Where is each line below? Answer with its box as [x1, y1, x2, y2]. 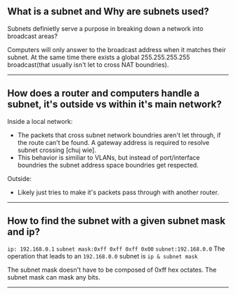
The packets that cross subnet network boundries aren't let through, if [17, 130, 221, 139]
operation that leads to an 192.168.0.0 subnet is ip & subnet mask [7, 252, 198, 261]
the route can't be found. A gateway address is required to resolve [17, 138, 210, 146]
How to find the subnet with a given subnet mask [7, 215, 226, 227]
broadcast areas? [7, 32, 58, 40]
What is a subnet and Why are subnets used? [7, 6, 209, 18]
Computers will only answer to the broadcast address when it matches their [7, 45, 226, 54]
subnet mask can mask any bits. [7, 273, 100, 282]
